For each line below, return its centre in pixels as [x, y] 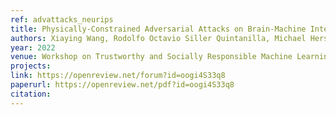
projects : [31, 66]
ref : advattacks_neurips [62, 19]
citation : [31, 94]
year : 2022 [33, 47]
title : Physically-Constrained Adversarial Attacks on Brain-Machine [158, 29]
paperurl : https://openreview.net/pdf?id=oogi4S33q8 [122, 85]
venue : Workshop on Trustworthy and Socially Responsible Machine [151, 57]
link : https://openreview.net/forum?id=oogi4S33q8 [118, 76]
